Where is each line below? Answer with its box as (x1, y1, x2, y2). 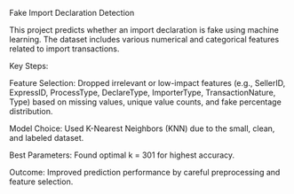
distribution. (9, 106, 53, 116)
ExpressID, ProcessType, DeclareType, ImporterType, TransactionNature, (9, 88, 276, 97)
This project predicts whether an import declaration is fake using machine (9, 25, 280, 35)
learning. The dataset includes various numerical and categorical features (9, 35, 280, 44)
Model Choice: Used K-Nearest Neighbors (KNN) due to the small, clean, (9, 123, 275, 134)
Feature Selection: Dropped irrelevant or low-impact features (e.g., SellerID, (9, 78, 286, 88)
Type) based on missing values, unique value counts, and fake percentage (9, 97, 282, 107)
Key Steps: (9, 61, 49, 71)
